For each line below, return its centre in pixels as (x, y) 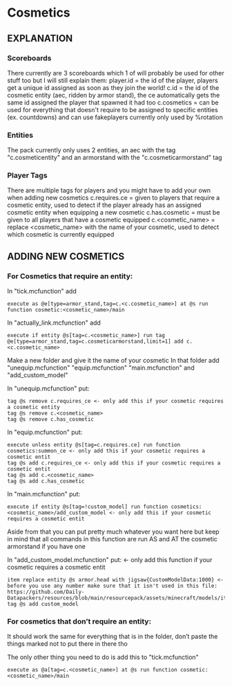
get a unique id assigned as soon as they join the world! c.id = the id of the (113, 87)
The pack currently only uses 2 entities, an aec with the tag (91, 150)
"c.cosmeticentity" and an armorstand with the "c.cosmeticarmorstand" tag (115, 158)
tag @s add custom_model (43, 604)
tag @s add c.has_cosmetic (46, 481)
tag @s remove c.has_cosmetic (51, 419)
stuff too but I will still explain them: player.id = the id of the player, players (113, 80)
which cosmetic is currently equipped (61, 235)
